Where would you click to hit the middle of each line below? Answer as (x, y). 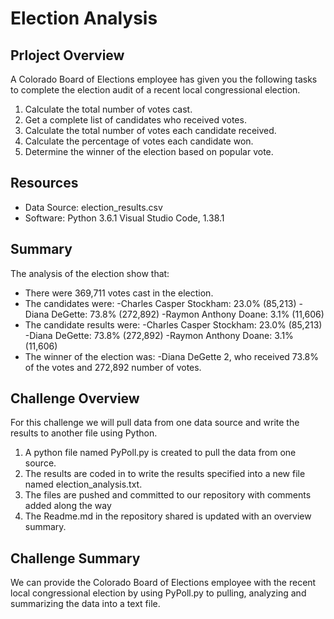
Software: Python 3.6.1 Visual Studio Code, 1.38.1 (124, 218)
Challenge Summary (75, 558)
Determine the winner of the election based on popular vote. (149, 151)
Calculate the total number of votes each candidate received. (150, 130)
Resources (44, 183)
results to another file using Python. (84, 433)
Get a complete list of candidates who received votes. (135, 120)
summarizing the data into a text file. (85, 604)
